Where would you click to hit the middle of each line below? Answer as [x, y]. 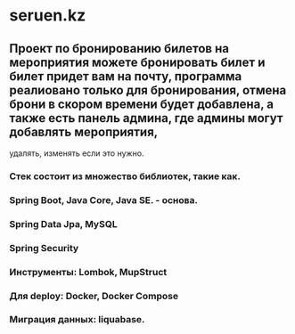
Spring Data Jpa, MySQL [63, 224]
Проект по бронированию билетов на [119, 49]
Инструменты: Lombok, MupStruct [88, 272]
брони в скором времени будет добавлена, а [142, 104]
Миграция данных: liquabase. [77, 320]
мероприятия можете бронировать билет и [137, 62]
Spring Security [44, 248]
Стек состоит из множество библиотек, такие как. [125, 176]
